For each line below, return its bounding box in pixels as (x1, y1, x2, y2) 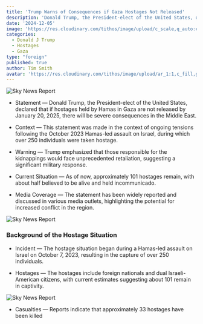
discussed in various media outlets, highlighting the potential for (14, 197, 175, 205)
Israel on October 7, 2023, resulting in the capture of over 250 (14, 251, 169, 258)
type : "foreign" (6, 54, 47, 60)
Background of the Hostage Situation (6, 231, 117, 239)
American (14, 276, 39, 283)
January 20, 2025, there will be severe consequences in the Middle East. (14, 112, 197, 119)
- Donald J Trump (11, 37, 56, 43)
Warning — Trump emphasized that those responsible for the (14, 148, 167, 156)
